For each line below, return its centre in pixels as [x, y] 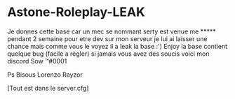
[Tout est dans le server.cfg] [48, 88]
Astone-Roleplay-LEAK [76, 12]
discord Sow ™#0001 [37, 61]
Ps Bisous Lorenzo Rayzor [45, 75]
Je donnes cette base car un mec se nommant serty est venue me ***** [112, 31]
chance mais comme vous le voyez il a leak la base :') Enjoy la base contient [117, 46]
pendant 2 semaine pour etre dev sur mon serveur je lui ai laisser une [107, 38]
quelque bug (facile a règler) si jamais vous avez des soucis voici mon [108, 54]
